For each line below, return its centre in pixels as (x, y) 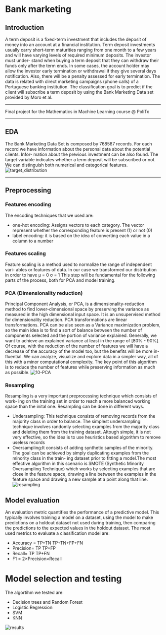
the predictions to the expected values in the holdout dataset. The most (78, 528)
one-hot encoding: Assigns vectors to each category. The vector (78, 225)
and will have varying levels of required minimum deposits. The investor (78, 55)
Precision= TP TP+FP (34, 548)
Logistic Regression (32, 607)
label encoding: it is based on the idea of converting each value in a (81, 235)
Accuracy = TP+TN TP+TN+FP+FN (47, 543)
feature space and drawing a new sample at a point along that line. (80, 479)
